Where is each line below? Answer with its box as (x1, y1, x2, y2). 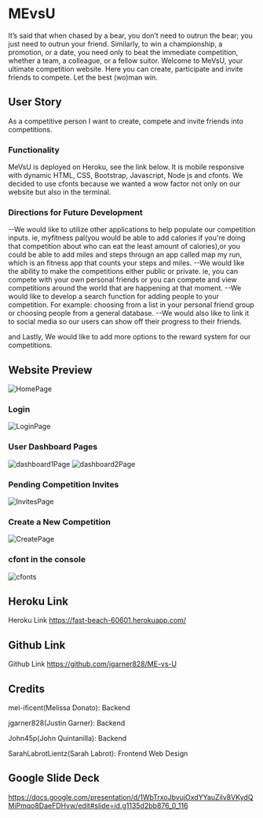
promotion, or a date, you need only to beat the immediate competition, (8, 47, 239, 57)
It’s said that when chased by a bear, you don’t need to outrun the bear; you (8, 31, 253, 40)
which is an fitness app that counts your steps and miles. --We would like (8, 258, 245, 268)
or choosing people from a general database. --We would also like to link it (8, 309, 250, 318)
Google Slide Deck (8, 772, 100, 785)
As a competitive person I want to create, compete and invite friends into (8, 116, 243, 126)
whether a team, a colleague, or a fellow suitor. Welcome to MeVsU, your (8, 56, 243, 65)
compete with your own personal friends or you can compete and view (8, 275, 237, 284)
